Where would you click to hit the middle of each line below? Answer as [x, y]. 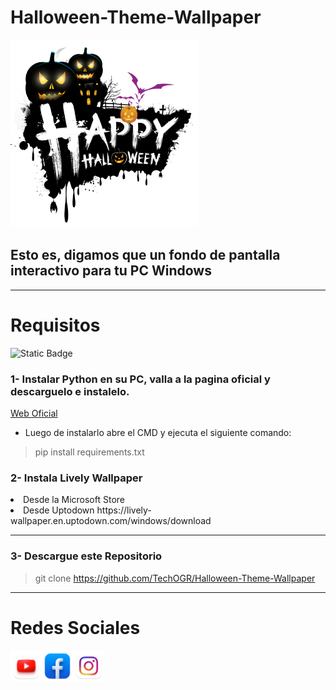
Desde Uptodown [59, 510]
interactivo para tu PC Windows [111, 271]
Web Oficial [34, 413]
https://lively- [124, 510]
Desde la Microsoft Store [74, 500]
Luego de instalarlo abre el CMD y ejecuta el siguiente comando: [158, 432]
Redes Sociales [75, 627]
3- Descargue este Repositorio [86, 556]
